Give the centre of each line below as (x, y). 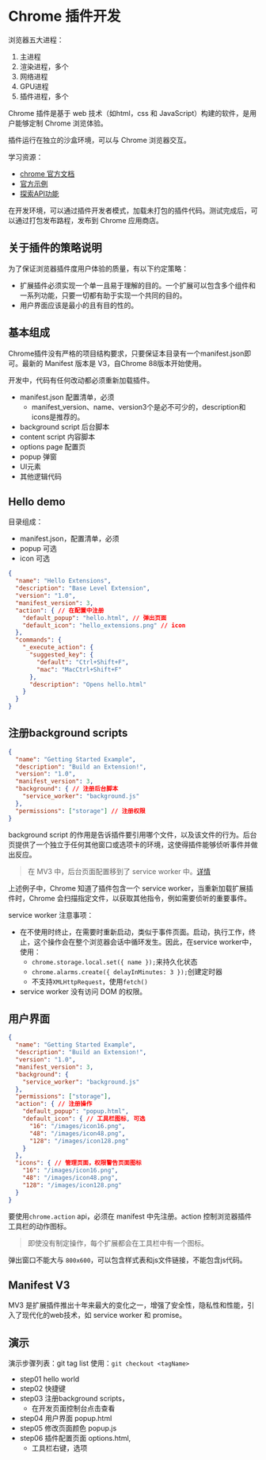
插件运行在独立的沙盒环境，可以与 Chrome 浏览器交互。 (100, 140)
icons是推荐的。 (58, 417)
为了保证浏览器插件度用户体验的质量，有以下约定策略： (98, 268)
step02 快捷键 (42, 1389)
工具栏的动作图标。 (40, 1226)
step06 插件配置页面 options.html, (75, 1439)
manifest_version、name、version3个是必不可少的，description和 (139, 406)
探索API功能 (39, 193)
